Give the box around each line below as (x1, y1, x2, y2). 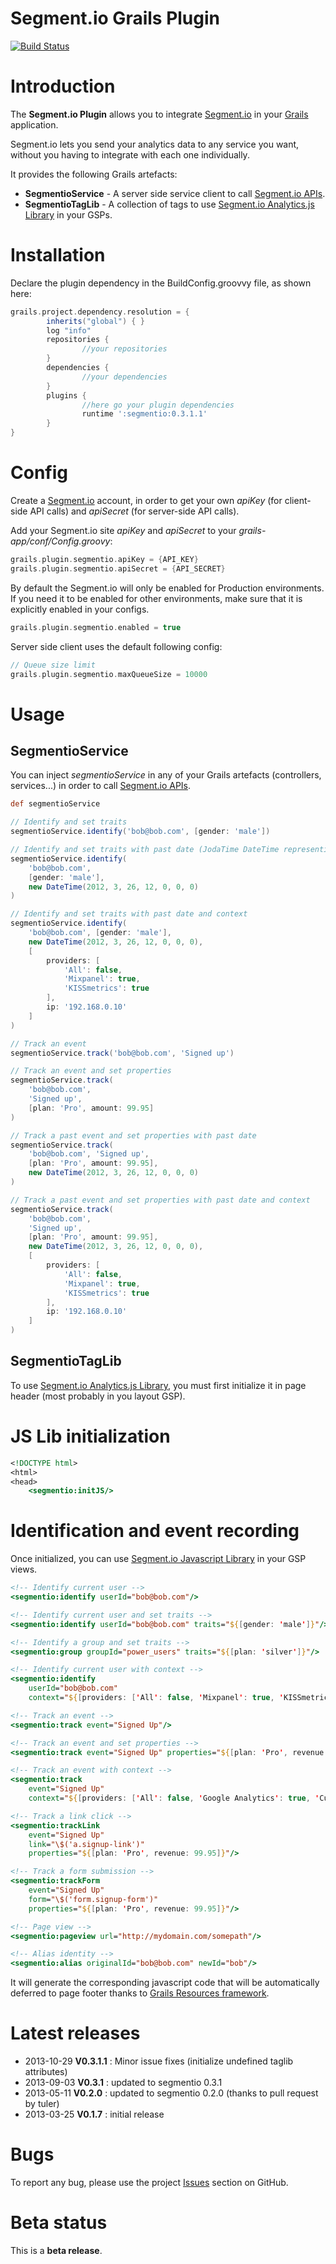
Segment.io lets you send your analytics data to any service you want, (10, 138, 300, 150)
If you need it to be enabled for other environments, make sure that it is (10, 592, 303, 604)
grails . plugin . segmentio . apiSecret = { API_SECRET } (10, 563, 226, 574)
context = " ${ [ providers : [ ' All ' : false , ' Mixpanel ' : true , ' (28, 1693, 284, 1703)
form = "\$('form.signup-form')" (28, 1894, 159, 1904)
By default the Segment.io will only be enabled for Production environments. (10, 582, 325, 594)
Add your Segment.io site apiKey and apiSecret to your (10, 525, 237, 536)
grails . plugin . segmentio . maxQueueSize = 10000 (10, 669, 208, 679)
